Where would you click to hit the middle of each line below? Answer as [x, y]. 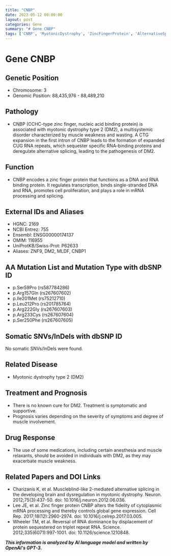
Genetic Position [32, 78]
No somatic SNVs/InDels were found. [44, 349]
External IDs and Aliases [45, 212]
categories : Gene [24, 24]
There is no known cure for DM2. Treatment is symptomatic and [80, 405]
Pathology [22, 112]
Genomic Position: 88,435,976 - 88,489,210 [59, 96]
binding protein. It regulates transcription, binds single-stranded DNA [85, 185]
